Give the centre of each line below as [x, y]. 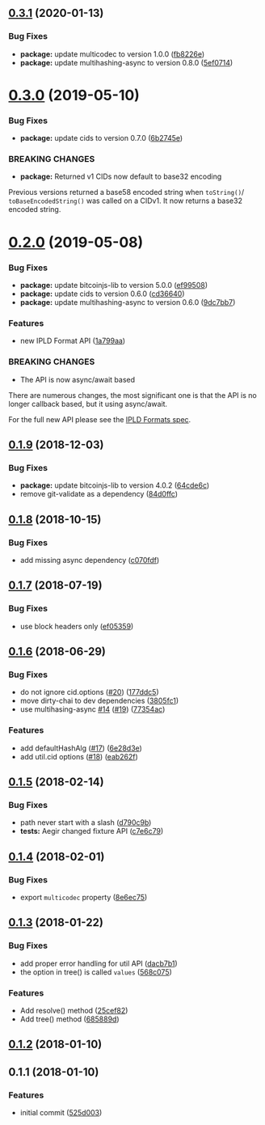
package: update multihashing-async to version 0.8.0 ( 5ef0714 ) [126, 62]
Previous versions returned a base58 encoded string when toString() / [126, 192]
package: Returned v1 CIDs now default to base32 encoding [121, 176]
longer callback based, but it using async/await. [88, 404]
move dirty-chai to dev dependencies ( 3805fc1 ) [99, 701]
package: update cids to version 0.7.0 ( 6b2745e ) [101, 138]
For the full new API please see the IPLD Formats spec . [100, 419]
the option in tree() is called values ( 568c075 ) [96, 972]
